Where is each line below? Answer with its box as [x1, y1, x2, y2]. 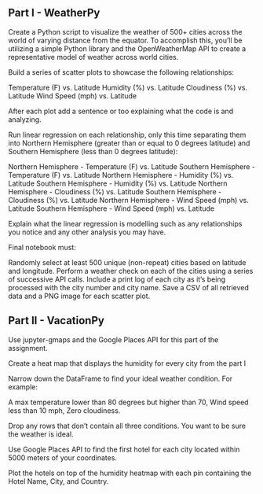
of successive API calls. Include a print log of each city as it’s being [8, 275, 226, 284]
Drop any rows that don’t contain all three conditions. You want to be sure [8, 421, 246, 430]
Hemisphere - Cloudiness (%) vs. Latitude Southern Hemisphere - [8, 186, 222, 196]
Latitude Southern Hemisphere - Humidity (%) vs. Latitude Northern [8, 179, 228, 188]
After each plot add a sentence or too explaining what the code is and [8, 106, 234, 116]
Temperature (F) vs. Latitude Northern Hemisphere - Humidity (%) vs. [8, 170, 234, 179]
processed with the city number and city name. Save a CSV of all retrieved [8, 282, 250, 292]
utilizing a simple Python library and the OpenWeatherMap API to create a [8, 43, 247, 53]
